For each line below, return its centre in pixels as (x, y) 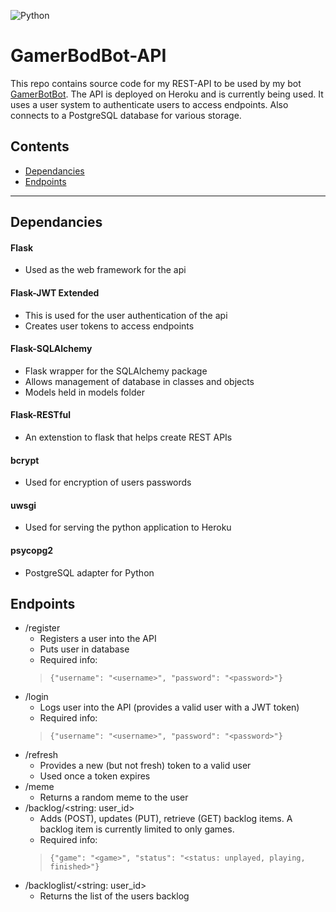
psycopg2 (32, 550)
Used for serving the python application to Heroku (128, 527)
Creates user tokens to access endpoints (109, 326)
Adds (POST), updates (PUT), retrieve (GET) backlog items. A (166, 819)
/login (36, 697)
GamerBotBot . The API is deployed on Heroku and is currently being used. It (167, 94)
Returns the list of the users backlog (114, 896)
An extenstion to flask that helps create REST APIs (128, 437)
